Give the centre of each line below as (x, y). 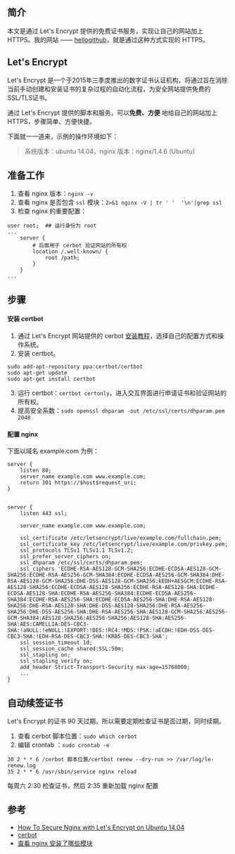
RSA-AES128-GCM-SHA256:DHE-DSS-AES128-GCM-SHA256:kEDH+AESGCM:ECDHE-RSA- (118, 581)
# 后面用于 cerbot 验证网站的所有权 (80, 246)
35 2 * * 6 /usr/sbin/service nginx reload (72, 772)
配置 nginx (23, 434)
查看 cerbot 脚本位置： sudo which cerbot (77, 736)
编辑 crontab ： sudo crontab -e (63, 745)
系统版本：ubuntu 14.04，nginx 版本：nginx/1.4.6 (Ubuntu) (110, 151)
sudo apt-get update (38, 373)
